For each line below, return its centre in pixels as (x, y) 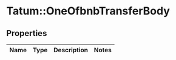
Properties (27, 33)
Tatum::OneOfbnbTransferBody (88, 11)
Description (71, 50)
